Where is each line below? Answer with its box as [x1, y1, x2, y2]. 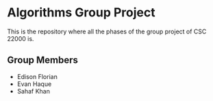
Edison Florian [16, 72, 58, 81]
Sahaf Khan [16, 87, 50, 95]
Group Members [7, 55, 79, 66]
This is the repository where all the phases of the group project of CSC [7, 27, 207, 35]
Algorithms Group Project [7, 5, 155, 20]
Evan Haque [16, 80, 52, 88]
